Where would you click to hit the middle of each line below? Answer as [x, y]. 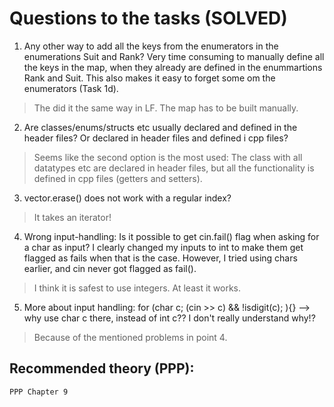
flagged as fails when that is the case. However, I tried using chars [160, 258]
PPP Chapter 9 [39, 392]
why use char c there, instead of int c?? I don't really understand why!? [169, 318]
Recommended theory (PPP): [102, 368]
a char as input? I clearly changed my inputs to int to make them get [163, 247]
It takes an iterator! [72, 217]
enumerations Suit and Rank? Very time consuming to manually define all [174, 56]
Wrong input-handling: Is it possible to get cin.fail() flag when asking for [171, 236]
